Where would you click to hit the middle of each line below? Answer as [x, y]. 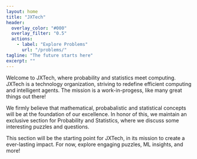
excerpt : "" [21, 61]
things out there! [26, 96]
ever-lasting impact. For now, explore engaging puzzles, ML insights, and [95, 144]
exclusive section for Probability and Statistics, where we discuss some [93, 120]
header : [16, 22]
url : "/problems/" [44, 50]
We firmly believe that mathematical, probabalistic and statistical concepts [96, 108]
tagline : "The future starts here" [50, 55]
